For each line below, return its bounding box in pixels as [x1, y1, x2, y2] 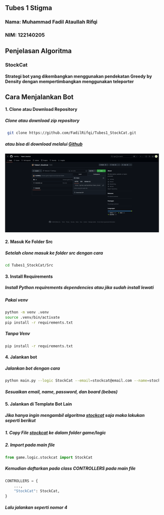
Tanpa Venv [5, 330, 30, 336]
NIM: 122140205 [5, 32, 45, 39]
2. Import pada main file [5, 442, 55, 448]
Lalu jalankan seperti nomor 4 [5, 504, 67, 510]
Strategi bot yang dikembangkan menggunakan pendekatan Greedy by [5, 73, 152, 80]
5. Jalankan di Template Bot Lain [5, 401, 72, 407]
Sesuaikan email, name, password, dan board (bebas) [5, 389, 118, 394]
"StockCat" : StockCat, [14, 489, 60, 494]
